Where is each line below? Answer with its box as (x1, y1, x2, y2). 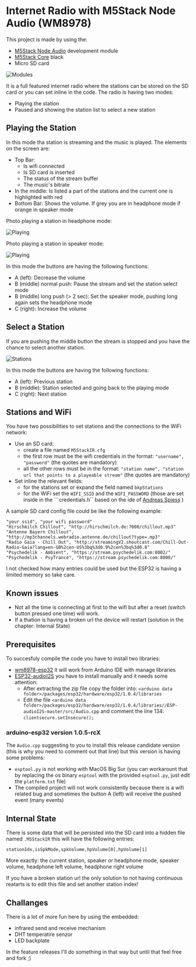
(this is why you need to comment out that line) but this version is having (6, 748, 181, 755)
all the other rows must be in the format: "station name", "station (23, 465, 184, 472)
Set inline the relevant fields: (14, 478, 83, 485)
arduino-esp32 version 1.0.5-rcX (6, 728, 101, 736)
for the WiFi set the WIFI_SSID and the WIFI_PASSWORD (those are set (23, 490, 184, 497)
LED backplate (14, 937, 50, 944)
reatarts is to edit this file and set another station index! (6, 881, 139, 888)
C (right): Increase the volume (14, 305, 87, 312)
